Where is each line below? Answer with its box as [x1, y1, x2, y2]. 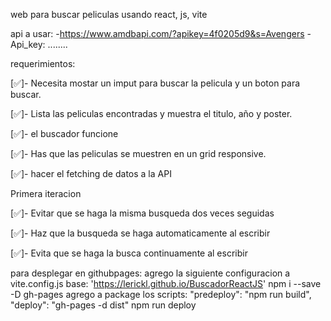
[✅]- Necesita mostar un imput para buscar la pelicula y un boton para [10, 77, 301, 89]
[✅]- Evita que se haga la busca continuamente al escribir [10, 247, 248, 259]
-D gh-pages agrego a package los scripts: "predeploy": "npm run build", [10, 289, 312, 300]
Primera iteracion [10, 188, 82, 199]
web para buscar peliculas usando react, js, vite [10, 9, 208, 20]
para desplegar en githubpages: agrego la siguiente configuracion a [10, 267, 291, 279]
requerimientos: [10, 58, 76, 69]
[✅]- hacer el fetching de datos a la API [10, 168, 172, 179]
